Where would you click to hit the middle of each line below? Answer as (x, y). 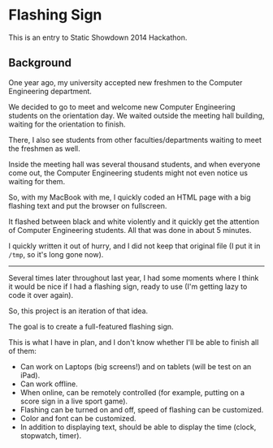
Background (40, 63)
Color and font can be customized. (78, 418)
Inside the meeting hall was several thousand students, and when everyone (134, 164)
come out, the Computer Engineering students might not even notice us (128, 173)
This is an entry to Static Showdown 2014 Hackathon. (98, 37)
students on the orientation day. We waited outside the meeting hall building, (136, 115)
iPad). (30, 375)
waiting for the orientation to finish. (67, 124)
